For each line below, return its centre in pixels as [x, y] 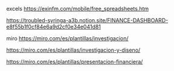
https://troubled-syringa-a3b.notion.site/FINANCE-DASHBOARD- [87, 20]
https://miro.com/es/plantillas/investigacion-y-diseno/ [73, 50]
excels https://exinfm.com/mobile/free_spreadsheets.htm [78, 9]
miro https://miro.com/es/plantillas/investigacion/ [67, 38]
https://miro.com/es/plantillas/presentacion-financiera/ [75, 62]
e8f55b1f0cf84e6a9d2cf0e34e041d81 [54, 27]
